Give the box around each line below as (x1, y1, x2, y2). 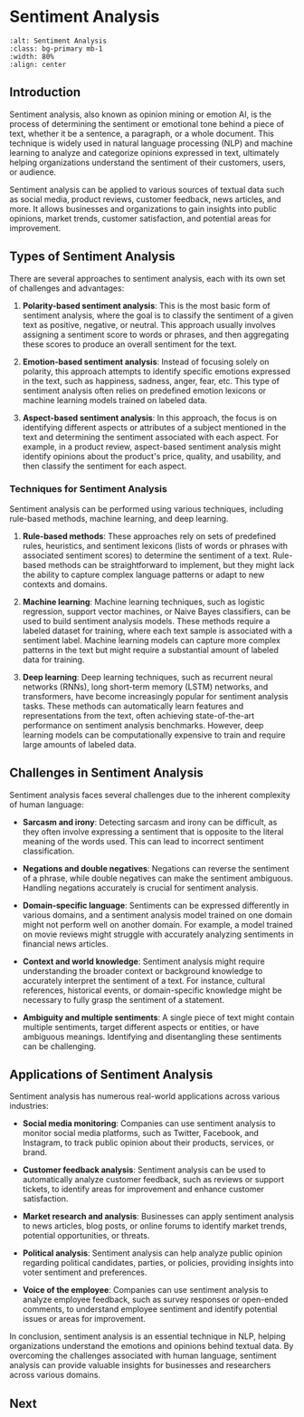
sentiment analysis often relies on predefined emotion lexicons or (22, 385, 267, 396)
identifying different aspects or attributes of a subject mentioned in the (22, 421, 287, 432)
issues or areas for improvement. (22, 1314, 147, 1325)
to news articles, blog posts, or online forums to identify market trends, (22, 1220, 288, 1231)
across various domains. (9, 1370, 101, 1381)
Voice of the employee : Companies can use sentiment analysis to (22, 1285, 269, 1296)
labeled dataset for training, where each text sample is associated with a (22, 625, 293, 636)
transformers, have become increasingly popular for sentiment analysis (22, 690, 289, 701)
